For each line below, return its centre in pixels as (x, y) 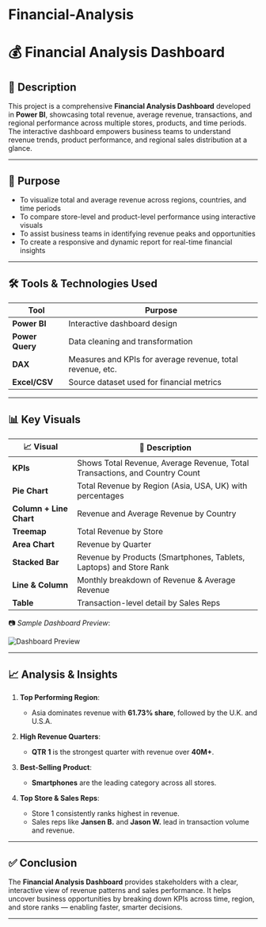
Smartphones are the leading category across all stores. (124, 783)
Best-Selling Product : (56, 767)
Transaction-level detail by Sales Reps (148, 602)
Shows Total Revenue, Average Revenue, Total (163, 463)
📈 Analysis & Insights (63, 675)
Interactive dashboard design (123, 323)
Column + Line (40, 508)
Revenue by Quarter (114, 544)
